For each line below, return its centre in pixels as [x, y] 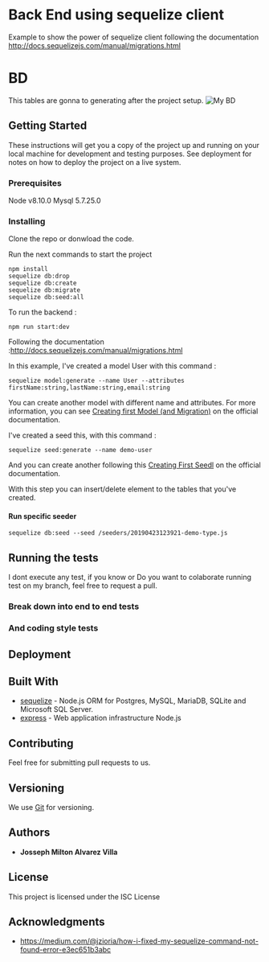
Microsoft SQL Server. [57, 709]
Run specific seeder [43, 516]
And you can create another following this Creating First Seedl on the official [134, 465]
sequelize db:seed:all [46, 298]
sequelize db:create [43, 283]
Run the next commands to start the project [80, 254]
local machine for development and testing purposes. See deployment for [130, 154]
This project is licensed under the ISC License [84, 896]
